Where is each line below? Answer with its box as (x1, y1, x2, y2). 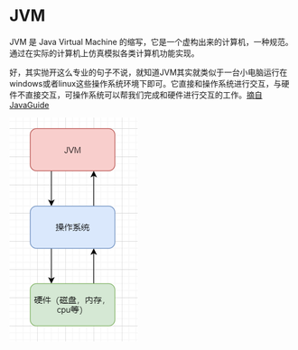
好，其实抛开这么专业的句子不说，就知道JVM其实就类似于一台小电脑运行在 (9, 67, 288, 78)
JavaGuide (9, 99, 50, 110)
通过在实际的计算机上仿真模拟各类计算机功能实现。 (9, 47, 200, 59)
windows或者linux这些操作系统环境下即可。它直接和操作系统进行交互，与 (9, 78, 282, 88)
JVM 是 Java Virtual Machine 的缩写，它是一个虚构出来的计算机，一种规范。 (9, 36, 293, 47)
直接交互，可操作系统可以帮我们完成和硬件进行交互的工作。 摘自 (24, 89, 263, 100)
